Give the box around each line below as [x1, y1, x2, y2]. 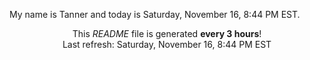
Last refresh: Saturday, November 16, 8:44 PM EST [62, 39, 272, 50]
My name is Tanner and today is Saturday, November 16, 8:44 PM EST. [9, 9, 301, 20]
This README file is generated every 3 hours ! [72, 28, 262, 39]
